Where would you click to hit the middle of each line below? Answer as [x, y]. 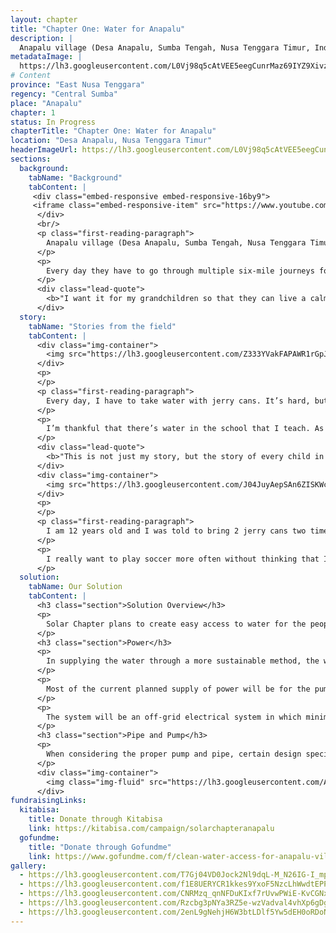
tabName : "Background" [75, 177]
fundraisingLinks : [48, 801]
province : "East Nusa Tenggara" [77, 85]
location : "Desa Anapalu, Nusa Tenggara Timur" [111, 141]
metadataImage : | [46, 57]
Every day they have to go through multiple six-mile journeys [180, 271]
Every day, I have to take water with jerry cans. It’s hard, [178, 401]
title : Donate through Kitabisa [95, 819]
